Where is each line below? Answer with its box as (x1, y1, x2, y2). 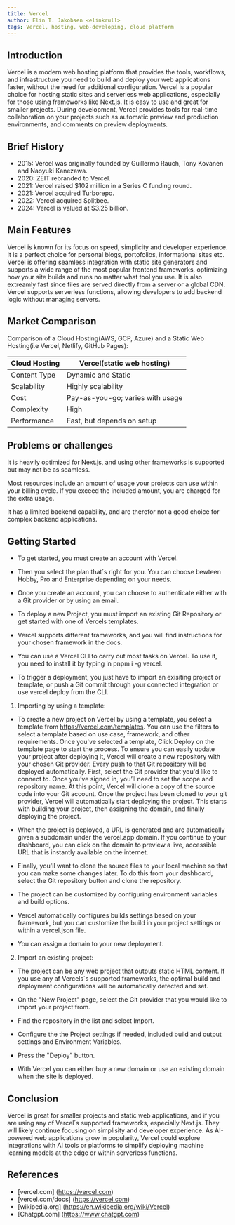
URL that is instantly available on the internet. (17, 848, 149, 856)
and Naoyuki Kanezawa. (17, 166, 88, 175)
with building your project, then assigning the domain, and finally (17, 804, 205, 813)
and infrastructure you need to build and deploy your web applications (7, 75, 210, 84)
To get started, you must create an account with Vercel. (17, 554, 179, 562)
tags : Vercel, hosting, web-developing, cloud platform (7, 23, 174, 30)
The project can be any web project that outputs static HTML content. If (17, 967, 225, 976)
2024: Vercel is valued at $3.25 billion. (17, 204, 129, 212)
